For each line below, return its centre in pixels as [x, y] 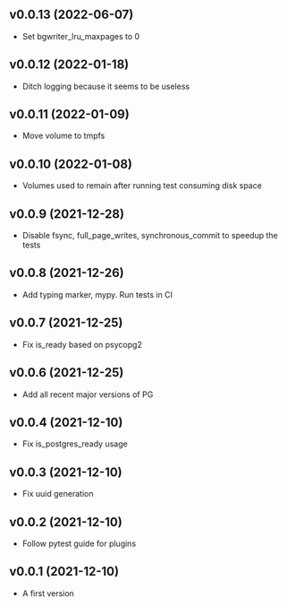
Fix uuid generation [58, 494]
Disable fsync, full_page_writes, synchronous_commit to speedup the [150, 236]
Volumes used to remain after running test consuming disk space [142, 186]
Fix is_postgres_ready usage [75, 444]
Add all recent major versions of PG [88, 394]
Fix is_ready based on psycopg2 [82, 344]
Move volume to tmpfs [63, 136]
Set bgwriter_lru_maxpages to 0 [81, 36]
